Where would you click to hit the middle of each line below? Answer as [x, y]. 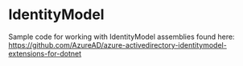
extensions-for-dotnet [45, 53]
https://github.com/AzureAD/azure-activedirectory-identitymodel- [117, 45]
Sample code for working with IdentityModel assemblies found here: [121, 37]
